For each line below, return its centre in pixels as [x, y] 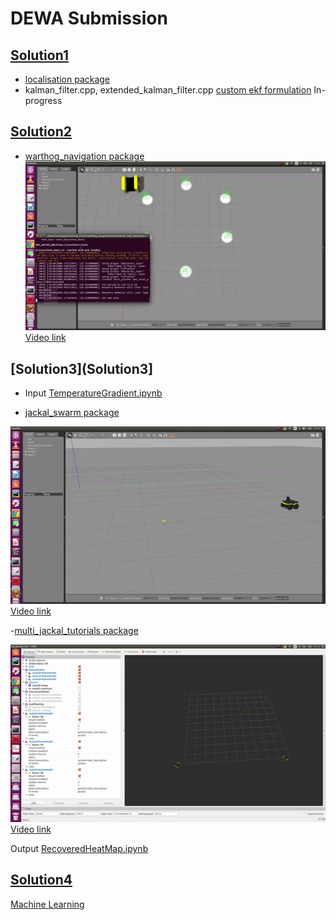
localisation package [67, 79]
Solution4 [41, 880]
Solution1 [39, 55]
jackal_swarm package [72, 413]
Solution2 [41, 132]
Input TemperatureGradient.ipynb [93, 393]
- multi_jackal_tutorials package [74, 631]
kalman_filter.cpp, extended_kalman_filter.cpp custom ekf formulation [168, 90]
